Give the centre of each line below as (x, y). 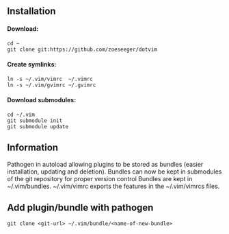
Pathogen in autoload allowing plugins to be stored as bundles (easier (105, 164)
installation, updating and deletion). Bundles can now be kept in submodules (114, 172)
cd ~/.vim (21, 115)
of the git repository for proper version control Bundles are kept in (100, 178)
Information (33, 148)
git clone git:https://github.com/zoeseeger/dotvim (82, 49)
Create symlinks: (32, 65)
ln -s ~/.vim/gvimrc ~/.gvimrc (52, 85)
